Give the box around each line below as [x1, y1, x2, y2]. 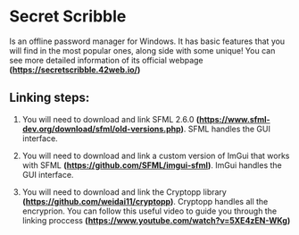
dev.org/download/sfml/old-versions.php [21, 123, 181, 134]
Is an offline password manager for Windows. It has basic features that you [9, 36, 286, 46]
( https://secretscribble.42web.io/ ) [9, 64, 141, 75]
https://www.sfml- [199, 113, 270, 124]
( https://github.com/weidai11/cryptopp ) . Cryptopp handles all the [21, 196, 269, 206]
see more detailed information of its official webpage [9, 55, 203, 65]
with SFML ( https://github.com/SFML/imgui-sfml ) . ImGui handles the [21, 159, 283, 171]
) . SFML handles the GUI [180, 123, 270, 134]
